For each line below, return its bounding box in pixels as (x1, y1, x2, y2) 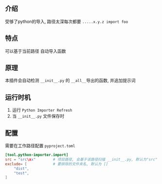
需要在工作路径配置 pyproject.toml (5, 143, 75, 149)
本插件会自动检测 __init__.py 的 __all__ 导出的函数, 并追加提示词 (5, 78, 136, 83)
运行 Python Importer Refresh (12, 107, 72, 113)
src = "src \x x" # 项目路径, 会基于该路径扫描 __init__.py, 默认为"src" (5, 157, 158, 162)
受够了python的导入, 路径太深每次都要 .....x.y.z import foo (5, 19, 128, 24)
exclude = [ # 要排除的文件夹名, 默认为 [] (5, 162, 108, 166)
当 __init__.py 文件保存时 (12, 113, 65, 119)
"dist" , (14, 166, 29, 171)
